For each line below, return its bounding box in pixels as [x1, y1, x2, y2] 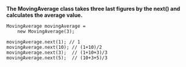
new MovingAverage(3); [17, 28, 75, 34]
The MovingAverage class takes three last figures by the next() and [6, 5, 181, 12]
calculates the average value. [6, 11, 83, 19]
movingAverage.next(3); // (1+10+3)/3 [6, 49, 108, 56]
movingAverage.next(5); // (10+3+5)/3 [6, 55, 108, 61]
